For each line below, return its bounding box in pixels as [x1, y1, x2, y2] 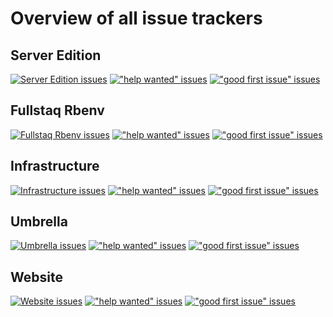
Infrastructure [10, 158, 100, 175]
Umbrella [10, 213, 68, 231]
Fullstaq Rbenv [10, 102, 105, 119]
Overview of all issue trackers [10, 7, 263, 30]
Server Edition [10, 47, 102, 64]
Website [10, 268, 63, 286]
